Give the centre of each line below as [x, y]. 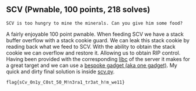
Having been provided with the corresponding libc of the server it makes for [98, 59]
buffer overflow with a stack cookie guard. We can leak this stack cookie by [98, 40]
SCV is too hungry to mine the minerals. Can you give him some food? [94, 23]
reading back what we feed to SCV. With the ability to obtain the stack [91, 46]
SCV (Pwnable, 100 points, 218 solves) [78, 10]
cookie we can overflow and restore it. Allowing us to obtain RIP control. [93, 53]
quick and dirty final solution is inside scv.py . [60, 71]
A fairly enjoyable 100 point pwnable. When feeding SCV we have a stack [95, 34]
